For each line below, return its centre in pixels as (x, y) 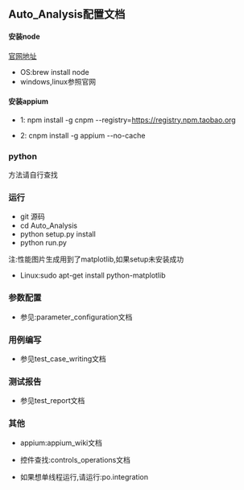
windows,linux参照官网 (58, 81)
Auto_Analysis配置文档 (67, 14)
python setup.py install (58, 234)
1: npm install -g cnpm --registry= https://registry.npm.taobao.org (128, 120)
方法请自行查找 (33, 175)
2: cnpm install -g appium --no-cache (83, 135)
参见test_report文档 (52, 401)
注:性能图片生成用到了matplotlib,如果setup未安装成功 (96, 259)
